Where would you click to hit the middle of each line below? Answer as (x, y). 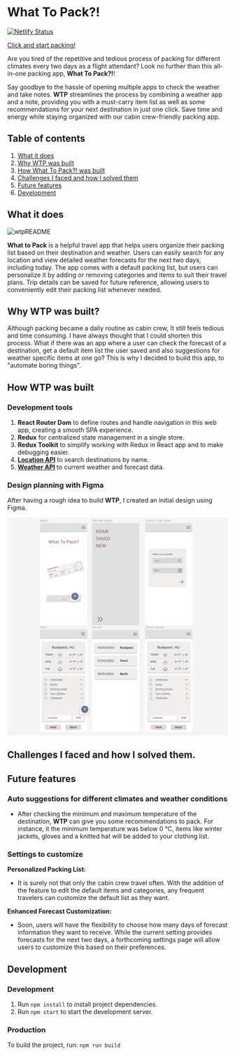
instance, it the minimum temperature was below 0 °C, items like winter (120, 829)
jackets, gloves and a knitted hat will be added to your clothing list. (113, 837)
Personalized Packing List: (47, 869)
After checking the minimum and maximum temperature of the (107, 814)
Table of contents (46, 139)
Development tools (40, 407)
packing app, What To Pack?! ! (71, 73)
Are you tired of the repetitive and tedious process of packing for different (114, 58)
